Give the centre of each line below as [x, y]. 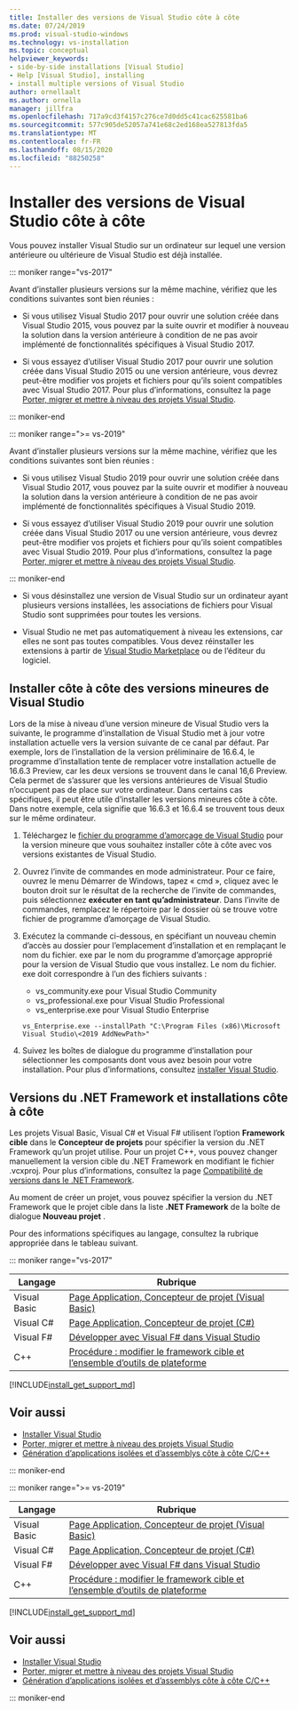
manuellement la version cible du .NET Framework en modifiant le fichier [142, 1161]
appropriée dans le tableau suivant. [74, 1243]
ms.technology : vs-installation [69, 42]
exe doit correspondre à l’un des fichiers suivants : [114, 974]
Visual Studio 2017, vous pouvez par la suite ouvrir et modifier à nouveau [155, 488]
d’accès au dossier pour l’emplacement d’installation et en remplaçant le [154, 946]
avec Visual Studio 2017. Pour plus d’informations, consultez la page [146, 390]
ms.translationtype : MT [53, 133]
